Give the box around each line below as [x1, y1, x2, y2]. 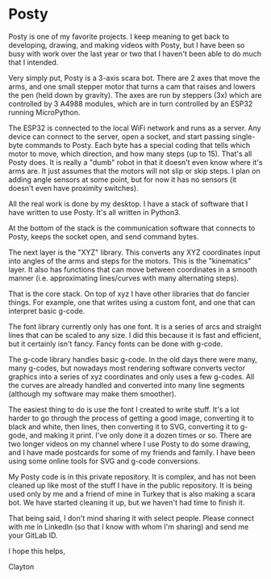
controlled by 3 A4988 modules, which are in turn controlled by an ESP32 [8, 99, 253, 108]
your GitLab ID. [8, 530, 58, 540]
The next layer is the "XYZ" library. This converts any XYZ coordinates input [8, 247, 261, 257]
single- [231, 131, 256, 142]
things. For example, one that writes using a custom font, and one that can [8, 297, 256, 307]
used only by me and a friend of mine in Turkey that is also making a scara [8, 488, 256, 498]
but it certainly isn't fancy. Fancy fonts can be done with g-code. [8, 339, 223, 349]
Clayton [8, 561, 35, 571]
